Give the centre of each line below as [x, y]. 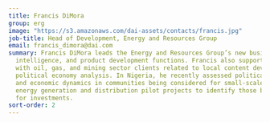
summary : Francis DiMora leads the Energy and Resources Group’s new [127, 53]
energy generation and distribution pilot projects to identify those [136, 90]
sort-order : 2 [32, 105]
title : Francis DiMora [46, 16]
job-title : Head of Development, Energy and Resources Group [113, 38]
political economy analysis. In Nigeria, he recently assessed [123, 75]
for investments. [45, 98]
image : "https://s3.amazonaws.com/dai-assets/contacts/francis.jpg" [125, 31]
